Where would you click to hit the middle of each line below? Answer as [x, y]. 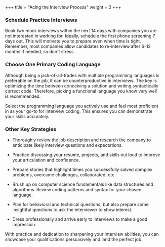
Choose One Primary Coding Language [53, 65]
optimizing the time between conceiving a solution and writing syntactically [82, 85]
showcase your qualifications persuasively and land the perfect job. [74, 239]
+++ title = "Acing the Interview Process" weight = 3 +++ [63, 7]
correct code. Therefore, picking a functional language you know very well [81, 91]
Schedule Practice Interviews [41, 20]
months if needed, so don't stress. [40, 52]
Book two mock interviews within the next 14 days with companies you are [81, 31]
